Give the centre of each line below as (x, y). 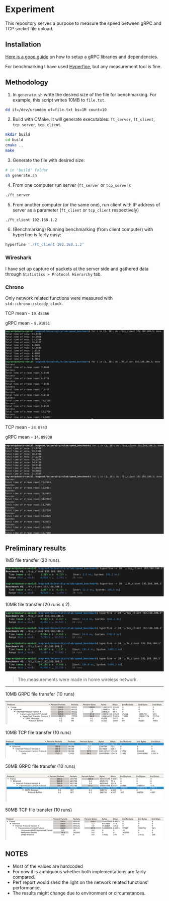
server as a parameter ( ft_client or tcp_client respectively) (76, 210)
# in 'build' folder (27, 170)
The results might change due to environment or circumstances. (79, 893)
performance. (27, 887)
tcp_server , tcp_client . (37, 125)
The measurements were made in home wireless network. (78, 679)
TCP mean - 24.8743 (26, 427)
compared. (24, 877)
